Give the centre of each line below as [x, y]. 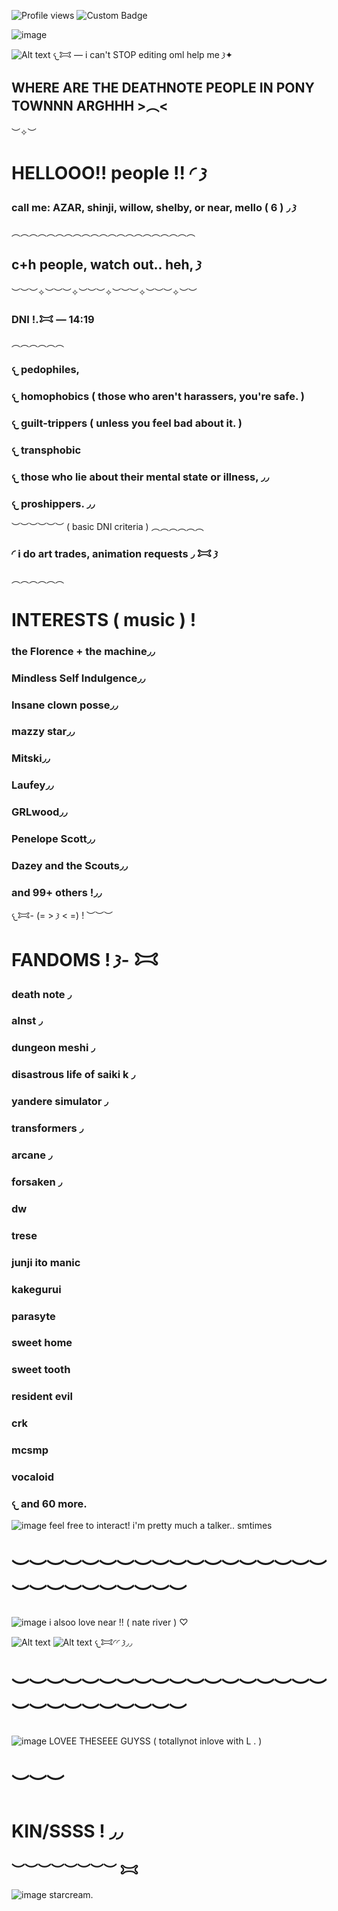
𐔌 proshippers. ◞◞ [53, 503]
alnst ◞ [27, 1021]
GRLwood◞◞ [39, 812]
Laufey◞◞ [32, 785]
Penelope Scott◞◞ [53, 839]
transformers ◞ [47, 1128]
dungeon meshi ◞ [53, 1048]
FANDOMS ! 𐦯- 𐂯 [85, 959]
